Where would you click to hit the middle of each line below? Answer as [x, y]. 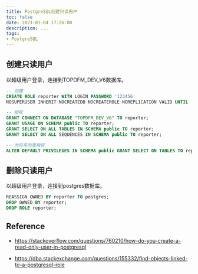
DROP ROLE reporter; [32, 208]
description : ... [27, 28]
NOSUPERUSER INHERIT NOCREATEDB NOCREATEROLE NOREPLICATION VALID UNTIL [97, 102]
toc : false [19, 17]
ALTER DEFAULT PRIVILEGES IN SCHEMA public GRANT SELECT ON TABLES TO [95, 151]
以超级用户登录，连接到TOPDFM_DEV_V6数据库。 [66, 80]
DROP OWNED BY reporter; [37, 203]
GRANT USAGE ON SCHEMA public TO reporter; [60, 124]
